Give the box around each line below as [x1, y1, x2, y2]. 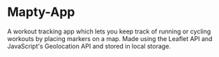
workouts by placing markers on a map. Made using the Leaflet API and [7, 34, 213, 42]
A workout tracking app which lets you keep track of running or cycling [7, 27, 211, 35]
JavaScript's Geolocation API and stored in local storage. [7, 42, 171, 50]
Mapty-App [7, 4, 75, 20]
